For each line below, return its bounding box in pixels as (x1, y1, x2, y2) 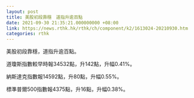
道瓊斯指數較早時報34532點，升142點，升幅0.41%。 (6, 61, 136, 68)
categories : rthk (6, 31, 50, 37)
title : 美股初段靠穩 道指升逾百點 (6, 14, 83, 20)
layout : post (6, 8, 39, 15)
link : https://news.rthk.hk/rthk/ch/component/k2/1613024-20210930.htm (6, 25, 188, 31)
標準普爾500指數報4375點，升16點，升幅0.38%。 (6, 86, 129, 93)
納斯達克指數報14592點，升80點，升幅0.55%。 (6, 73, 122, 80)
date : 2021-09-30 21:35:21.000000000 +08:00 (6, 20, 119, 26)
